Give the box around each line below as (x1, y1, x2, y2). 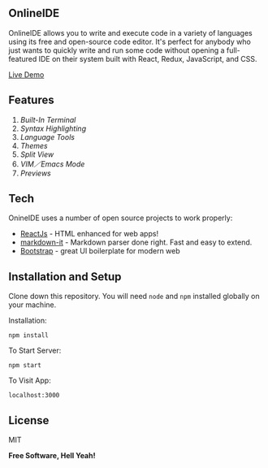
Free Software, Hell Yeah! (8, 451, 96, 461)
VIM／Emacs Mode (19, 158, 85, 169)
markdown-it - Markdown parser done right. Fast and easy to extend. (19, 237, 253, 247)
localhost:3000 (8, 392, 60, 400)
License (8, 414, 50, 427)
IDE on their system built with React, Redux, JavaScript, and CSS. (38, 54, 257, 63)
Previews (19, 168, 51, 178)
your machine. (8, 300, 57, 310)
